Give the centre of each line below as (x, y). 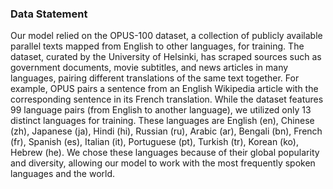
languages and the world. (63, 174)
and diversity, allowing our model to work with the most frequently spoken (163, 163)
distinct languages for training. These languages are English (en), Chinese (162, 121)
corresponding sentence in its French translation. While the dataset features (167, 99)
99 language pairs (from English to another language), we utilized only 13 (161, 110)
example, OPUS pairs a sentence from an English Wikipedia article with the (164, 89)
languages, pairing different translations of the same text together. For (155, 78)
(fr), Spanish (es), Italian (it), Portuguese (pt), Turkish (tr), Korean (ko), (154, 142)
